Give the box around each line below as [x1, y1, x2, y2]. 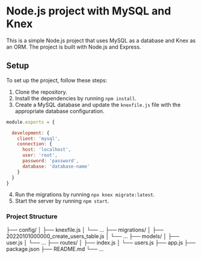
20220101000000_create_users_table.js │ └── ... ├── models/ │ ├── [6, 233, 180, 240]
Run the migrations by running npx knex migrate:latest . [14, 191, 155, 198]
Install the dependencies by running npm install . [14, 94, 137, 102]
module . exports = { [6, 119, 55, 125]
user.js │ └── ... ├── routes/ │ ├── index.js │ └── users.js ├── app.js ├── [6, 239, 196, 246]
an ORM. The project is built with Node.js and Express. [6, 43, 141, 50]
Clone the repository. [14, 88, 67, 96]
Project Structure [6, 212, 58, 221]
